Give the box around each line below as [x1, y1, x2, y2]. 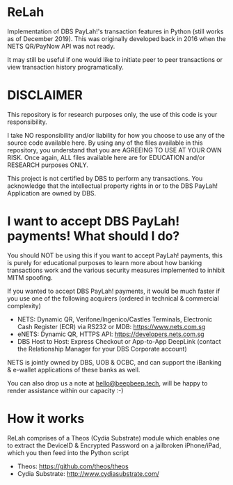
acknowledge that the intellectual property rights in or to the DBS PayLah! [7, 182, 218, 190]
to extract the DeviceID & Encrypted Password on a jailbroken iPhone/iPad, [7, 441, 221, 450]
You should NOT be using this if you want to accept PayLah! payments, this [7, 251, 223, 260]
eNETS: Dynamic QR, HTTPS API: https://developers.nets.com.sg [17, 330, 204, 338]
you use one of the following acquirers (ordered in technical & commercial [7, 294, 219, 303]
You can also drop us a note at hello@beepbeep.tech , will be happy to [7, 379, 208, 387]
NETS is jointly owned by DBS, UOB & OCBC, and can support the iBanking [7, 358, 222, 366]
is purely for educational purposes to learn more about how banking [7, 258, 202, 267]
